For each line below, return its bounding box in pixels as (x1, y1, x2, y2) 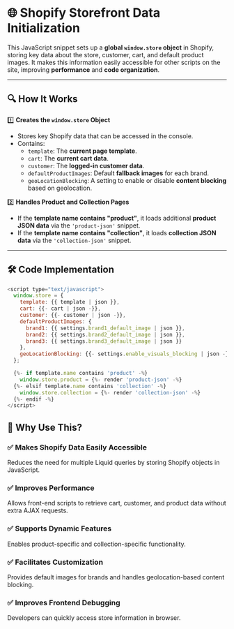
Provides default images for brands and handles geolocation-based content (7, 572, 225, 581)
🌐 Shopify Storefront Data (7, 5, 161, 21)
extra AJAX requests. (7, 506, 68, 515)
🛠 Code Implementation (7, 264, 115, 276)
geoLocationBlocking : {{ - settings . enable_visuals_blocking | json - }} (19, 350, 232, 357)
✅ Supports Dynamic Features (7, 524, 112, 533)
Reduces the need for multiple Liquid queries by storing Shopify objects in (7, 459, 220, 466)
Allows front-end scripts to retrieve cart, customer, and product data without (7, 499, 226, 508)
